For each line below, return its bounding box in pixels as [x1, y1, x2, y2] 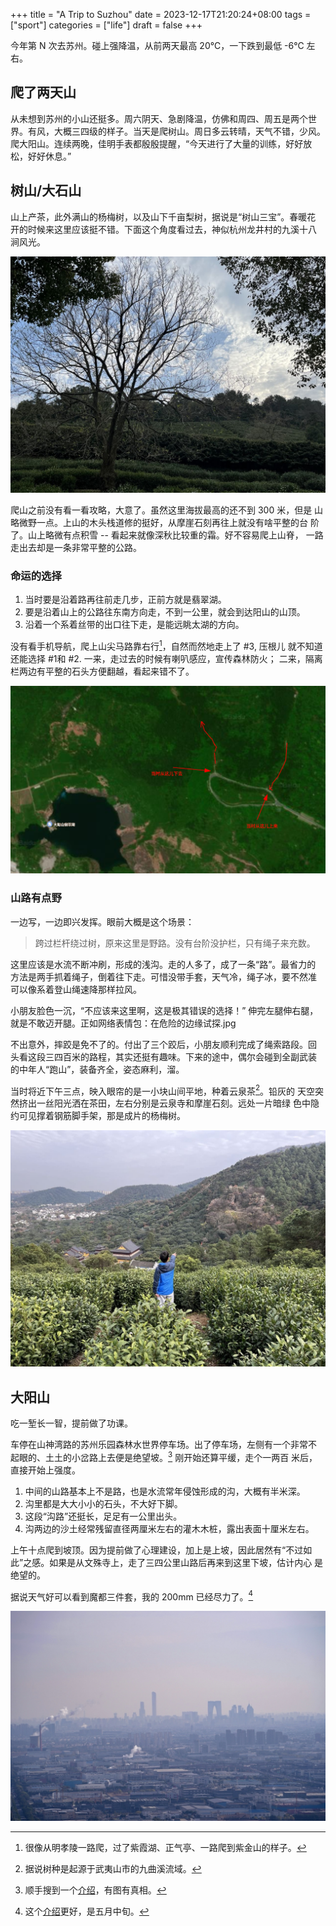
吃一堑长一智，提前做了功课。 [10, 1417, 133, 1429]
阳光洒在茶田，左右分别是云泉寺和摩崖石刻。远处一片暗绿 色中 [53, 1097, 311, 1109]
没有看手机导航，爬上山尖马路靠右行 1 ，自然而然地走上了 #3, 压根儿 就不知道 [10, 638, 323, 652]
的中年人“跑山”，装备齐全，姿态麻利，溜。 [10, 1063, 185, 1075]
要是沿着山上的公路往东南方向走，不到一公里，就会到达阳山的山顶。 [24, 605, 306, 618]
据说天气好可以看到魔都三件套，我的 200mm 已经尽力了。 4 [10, 1589, 254, 1603]
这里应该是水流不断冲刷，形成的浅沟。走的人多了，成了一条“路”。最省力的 [10, 958, 317, 970]
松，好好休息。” [10, 150, 72, 162]
